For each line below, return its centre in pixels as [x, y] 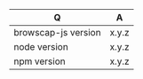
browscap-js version [57, 32]
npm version [40, 61]
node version [41, 47]
